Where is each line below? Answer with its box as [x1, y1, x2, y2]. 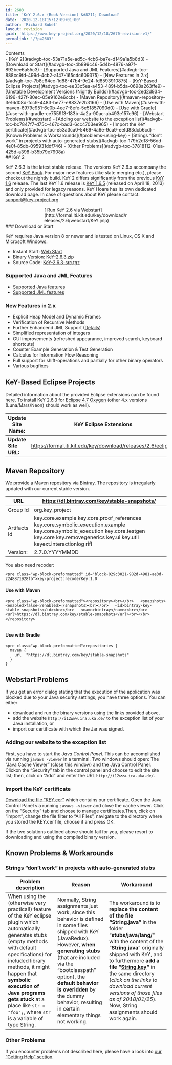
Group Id [8, 507, 29, 514]
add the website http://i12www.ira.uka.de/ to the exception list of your [12, 715, 164, 721]
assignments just [57, 902, 98, 909]
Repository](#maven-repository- [96, 94, 165, 100]
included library [8, 957, 46, 964]
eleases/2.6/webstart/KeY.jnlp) [44, 217, 109, 223]
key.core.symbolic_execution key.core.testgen [34, 528, 145, 535]
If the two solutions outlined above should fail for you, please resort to [5, 828, 153, 835]
